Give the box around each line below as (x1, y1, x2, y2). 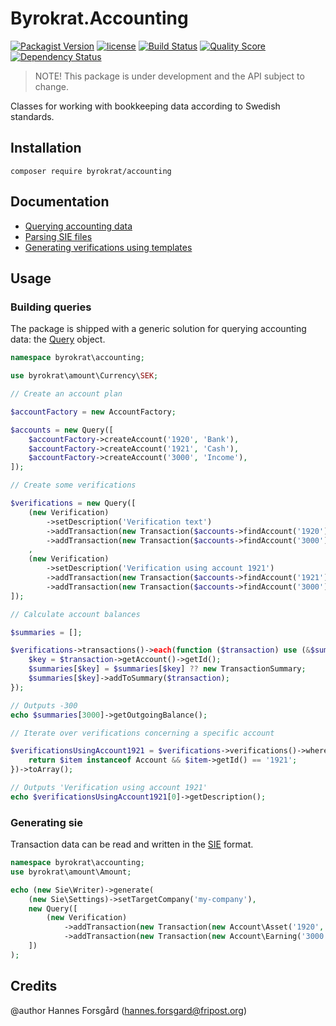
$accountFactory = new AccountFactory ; (10, 407, 177, 417)
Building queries (10, 300, 92, 314)
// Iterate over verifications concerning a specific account (10, 728, 275, 738)
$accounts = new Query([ (10, 425, 114, 435)
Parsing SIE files (24, 230, 93, 242)
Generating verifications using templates (24, 241, 193, 253)
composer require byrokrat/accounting (10, 166, 172, 176)
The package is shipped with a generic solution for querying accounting (10, 323, 307, 335)
